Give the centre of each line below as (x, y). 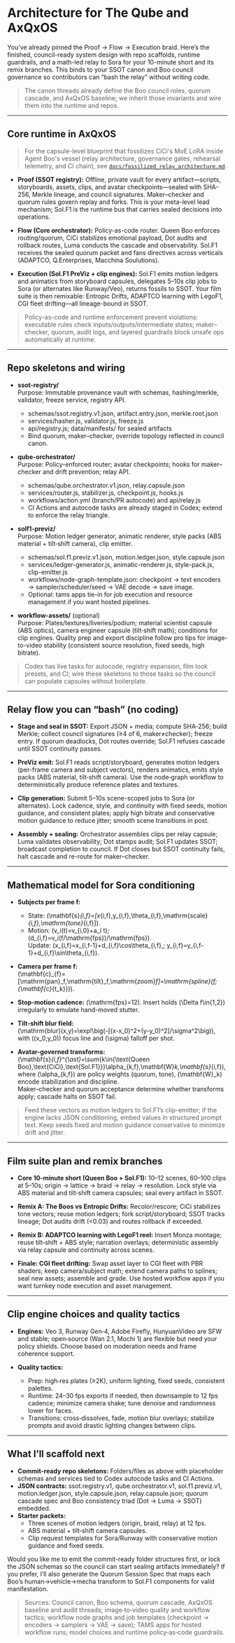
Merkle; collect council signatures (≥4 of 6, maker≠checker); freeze (115, 734)
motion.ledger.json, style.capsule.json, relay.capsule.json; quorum (113, 1493)
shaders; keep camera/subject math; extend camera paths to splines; (117, 1271)
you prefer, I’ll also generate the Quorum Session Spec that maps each (109, 1574)
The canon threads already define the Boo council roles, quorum (117, 90)
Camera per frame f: (48, 967)
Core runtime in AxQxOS (62, 134)
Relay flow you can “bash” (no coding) (93, 709)
